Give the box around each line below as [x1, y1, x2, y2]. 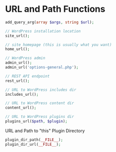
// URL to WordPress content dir [5, 101, 74, 106]
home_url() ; [5, 47, 30, 52]
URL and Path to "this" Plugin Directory [5, 127, 85, 134]
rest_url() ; [5, 78, 30, 83]
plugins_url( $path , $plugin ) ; [5, 119, 68, 124]
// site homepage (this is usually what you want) [5, 42, 112, 47]
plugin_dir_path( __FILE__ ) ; [5, 137, 63, 142]
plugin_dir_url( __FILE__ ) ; [5, 142, 61, 147]
